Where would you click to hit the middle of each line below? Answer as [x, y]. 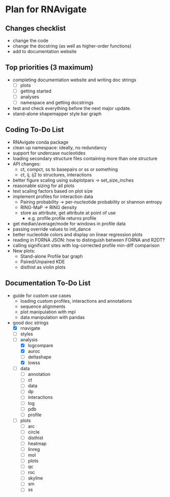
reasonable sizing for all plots [44, 186]
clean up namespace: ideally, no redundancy [60, 147]
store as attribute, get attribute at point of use [68, 213]
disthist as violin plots [43, 267]
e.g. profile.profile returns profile [62, 218]
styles [26, 334]
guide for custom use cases [42, 296]
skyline [35, 478]
